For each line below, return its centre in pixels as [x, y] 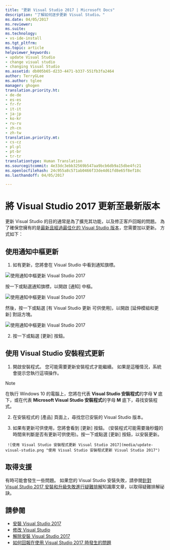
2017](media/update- [132, 445]
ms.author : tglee [24, 81]
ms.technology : [21, 34]
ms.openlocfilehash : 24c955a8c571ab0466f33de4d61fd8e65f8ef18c [73, 171]
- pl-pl [13, 147]
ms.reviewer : [19, 24]
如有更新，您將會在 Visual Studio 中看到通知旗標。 [65, 265]
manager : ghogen [22, 85]
